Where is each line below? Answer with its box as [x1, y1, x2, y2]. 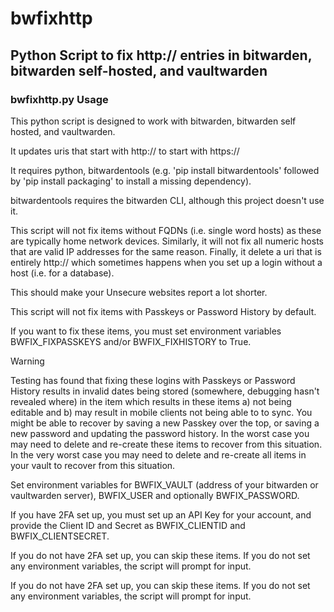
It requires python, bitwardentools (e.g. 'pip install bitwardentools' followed [10, 164, 320, 176]
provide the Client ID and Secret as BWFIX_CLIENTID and [10, 519, 246, 531]
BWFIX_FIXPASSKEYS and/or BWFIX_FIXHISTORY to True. [10, 335, 252, 347]
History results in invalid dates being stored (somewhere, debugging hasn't [10, 385, 320, 397]
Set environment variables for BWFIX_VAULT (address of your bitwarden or [10, 478, 319, 491]
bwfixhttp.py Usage [10, 92, 109, 106]
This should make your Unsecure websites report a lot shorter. [10, 286, 268, 298]
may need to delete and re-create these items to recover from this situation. [10, 438, 323, 450]
